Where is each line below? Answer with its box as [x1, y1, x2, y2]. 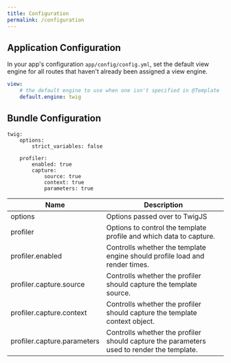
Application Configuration [7, 42, 122, 54]
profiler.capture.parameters [10, 336, 100, 346]
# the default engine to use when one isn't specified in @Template [19, 87, 220, 94]
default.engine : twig [19, 93, 81, 100]
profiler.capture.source [10, 279, 85, 289]
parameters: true [43, 185, 94, 192]
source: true [43, 173, 81, 179]
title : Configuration [7, 10, 69, 17]
